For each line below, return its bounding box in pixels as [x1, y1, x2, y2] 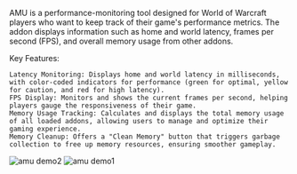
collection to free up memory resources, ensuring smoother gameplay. [9, 140, 277, 149]
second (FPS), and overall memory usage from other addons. [9, 36, 234, 46]
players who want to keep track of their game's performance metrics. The [9, 17, 280, 28]
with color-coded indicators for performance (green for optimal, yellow [9, 78, 289, 87]
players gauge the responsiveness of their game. [9, 101, 197, 110]
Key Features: [9, 53, 60, 63]
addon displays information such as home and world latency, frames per [9, 27, 274, 36]
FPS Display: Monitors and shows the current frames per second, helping [9, 93, 289, 102]
